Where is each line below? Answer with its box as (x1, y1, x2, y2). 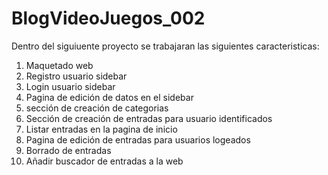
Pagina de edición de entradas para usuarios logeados (25, 133, 251, 146)
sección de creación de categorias (25, 102, 169, 114)
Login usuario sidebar (25, 80, 116, 92)
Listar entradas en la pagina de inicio (25, 123, 178, 135)
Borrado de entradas (25, 144, 112, 156)
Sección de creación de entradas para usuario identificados (25, 112, 273, 124)
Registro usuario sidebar (25, 70, 128, 82)
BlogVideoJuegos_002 (11, 7, 206, 30)
